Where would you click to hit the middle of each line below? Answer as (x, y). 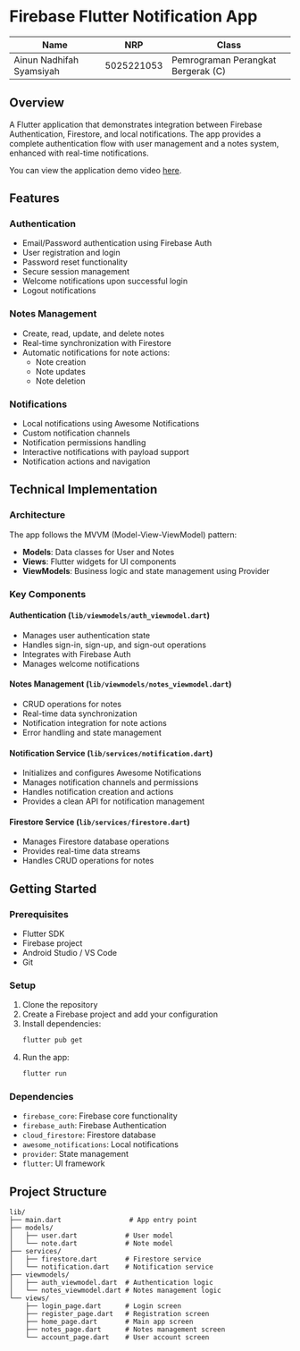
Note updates (61, 371)
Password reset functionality (75, 262)
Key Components (48, 594)
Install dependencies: (62, 1024)
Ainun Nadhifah (46, 60)
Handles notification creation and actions (98, 792)
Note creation (61, 362)
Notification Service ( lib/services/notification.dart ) (111, 753)
